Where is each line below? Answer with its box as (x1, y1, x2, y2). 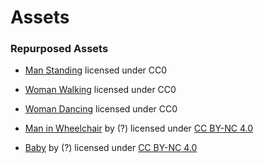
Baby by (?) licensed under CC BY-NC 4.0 (24, 142, 198, 154)
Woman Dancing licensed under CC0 (24, 103, 178, 115)
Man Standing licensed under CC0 (24, 64, 168, 76)
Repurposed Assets (10, 42, 109, 56)
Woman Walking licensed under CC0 (24, 84, 177, 96)
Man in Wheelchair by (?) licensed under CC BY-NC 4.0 (24, 122, 254, 135)
